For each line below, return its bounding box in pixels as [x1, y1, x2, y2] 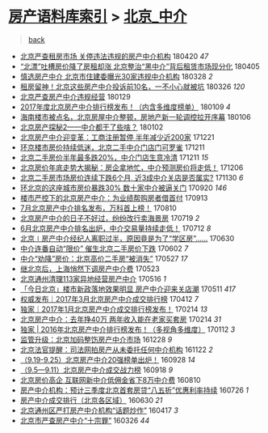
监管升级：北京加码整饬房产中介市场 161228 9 [19, 334, 173, 344]
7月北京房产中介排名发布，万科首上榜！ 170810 [19, 203, 178, 213]
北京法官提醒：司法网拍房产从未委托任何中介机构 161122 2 [19, 345, 214, 354]
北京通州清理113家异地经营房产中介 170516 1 [19, 274, 167, 283]
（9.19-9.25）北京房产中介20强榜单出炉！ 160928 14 [19, 354, 196, 364]
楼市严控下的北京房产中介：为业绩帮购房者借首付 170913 [19, 193, 208, 202]
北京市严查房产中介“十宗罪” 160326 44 [19, 415, 150, 425]
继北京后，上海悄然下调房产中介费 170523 [19, 264, 160, 274]
